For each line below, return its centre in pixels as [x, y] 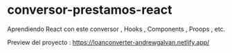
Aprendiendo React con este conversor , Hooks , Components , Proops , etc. [116, 29]
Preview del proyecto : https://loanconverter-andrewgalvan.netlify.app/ [108, 42]
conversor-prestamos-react [90, 10]
